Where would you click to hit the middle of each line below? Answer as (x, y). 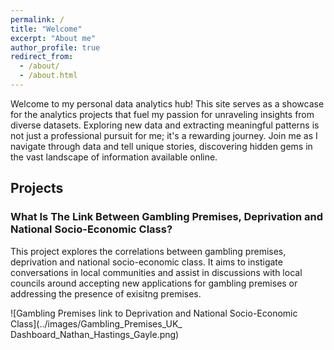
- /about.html (48, 76)
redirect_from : (42, 57)
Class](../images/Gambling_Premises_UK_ (96, 323)
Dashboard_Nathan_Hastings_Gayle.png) (95, 334)
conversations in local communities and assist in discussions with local (156, 272)
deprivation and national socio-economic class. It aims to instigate (146, 262)
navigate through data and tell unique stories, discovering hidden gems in (161, 146)
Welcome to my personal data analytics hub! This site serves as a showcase (167, 103)
